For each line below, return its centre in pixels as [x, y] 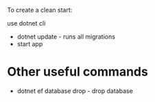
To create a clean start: [40, 10]
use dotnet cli [26, 23]
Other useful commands [78, 72]
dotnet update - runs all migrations [66, 37]
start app [30, 44]
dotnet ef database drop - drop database [75, 91]
